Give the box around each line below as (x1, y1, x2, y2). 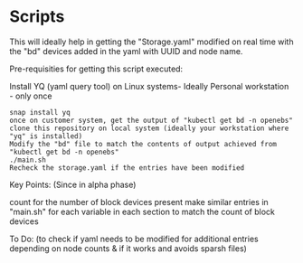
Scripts (9, 6, 65, 27)
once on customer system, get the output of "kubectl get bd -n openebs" (9, 116, 294, 125)
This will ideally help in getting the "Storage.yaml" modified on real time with (9, 36, 294, 47)
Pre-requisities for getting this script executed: (9, 63, 184, 74)
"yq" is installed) (9, 131, 83, 141)
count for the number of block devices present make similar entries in (9, 196, 269, 207)
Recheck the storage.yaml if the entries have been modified (9, 163, 245, 173)
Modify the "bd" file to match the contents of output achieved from (9, 139, 278, 148)
